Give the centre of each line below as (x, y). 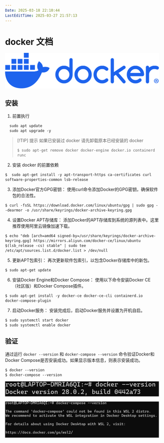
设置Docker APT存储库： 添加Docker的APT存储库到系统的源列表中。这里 (85, 220)
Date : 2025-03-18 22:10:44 (32, 10)
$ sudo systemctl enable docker (38, 325)
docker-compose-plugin (28, 301)
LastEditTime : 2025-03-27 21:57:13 (41, 15)
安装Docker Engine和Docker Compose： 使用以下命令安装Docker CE (81, 280)
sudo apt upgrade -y (30, 131)
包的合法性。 (25, 195)
